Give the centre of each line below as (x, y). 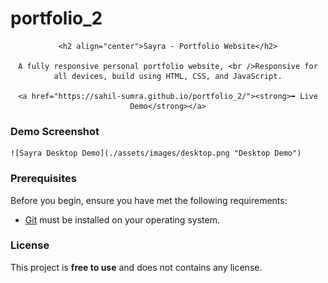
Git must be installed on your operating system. (122, 219)
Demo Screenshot (55, 131)
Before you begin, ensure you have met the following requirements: (149, 200)
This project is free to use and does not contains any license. (136, 267)
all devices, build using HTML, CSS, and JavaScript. (168, 76)
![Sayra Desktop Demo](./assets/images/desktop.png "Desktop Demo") (156, 153)
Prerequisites (43, 179)
